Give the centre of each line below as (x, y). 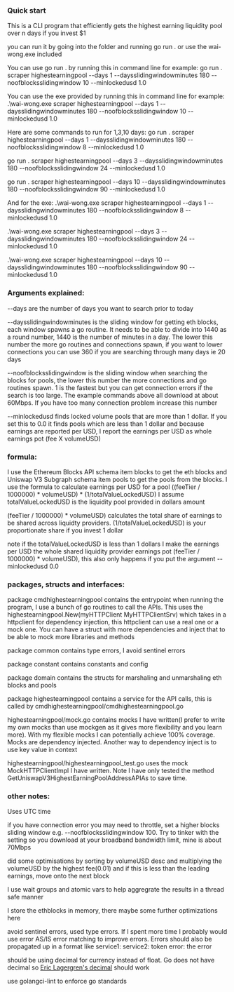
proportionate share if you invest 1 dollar (66, 530)
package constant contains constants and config (78, 664)
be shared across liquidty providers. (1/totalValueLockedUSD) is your (107, 523)
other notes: (29, 796)
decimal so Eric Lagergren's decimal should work (78, 967)
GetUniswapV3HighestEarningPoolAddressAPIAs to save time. (97, 778)
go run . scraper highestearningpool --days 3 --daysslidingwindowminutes (115, 161)
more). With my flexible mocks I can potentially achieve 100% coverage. (111, 735)
